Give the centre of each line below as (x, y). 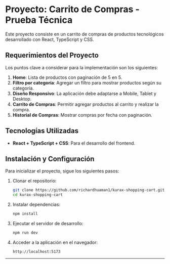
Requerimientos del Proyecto (52, 55)
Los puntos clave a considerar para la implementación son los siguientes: (82, 67)
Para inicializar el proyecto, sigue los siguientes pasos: (62, 171)
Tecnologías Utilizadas (42, 131)
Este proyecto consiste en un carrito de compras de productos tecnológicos (84, 34)
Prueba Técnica (39, 20)
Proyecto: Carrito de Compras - (73, 9)
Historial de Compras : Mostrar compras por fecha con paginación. (82, 115)
